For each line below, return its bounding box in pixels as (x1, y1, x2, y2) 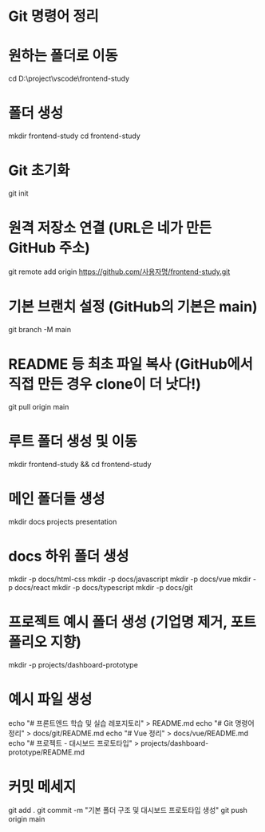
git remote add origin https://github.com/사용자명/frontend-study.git (8, 267, 231, 276)
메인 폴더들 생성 (8, 489, 105, 508)
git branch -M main (8, 324, 72, 334)
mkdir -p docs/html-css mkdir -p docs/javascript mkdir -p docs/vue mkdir (8, 574, 251, 584)
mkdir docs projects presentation (8, 517, 117, 526)
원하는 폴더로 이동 (8, 47, 118, 65)
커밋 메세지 (8, 778, 77, 795)
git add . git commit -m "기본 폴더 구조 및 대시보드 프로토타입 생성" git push (8, 806, 247, 815)
